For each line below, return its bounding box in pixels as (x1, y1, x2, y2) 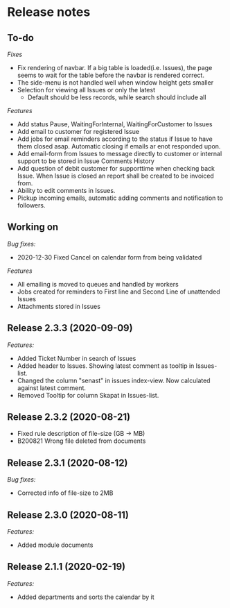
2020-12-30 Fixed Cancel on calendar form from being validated (17, 253, 202, 261)
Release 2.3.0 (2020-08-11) (7, 509, 130, 521)
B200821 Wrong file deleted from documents (17, 437, 146, 445)
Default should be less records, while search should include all (27, 93, 206, 101)
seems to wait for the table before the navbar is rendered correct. (17, 71, 204, 79)
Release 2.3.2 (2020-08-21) (7, 411, 130, 423)
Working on (7, 221, 59, 233)
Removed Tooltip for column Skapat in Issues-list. (17, 391, 159, 399)
